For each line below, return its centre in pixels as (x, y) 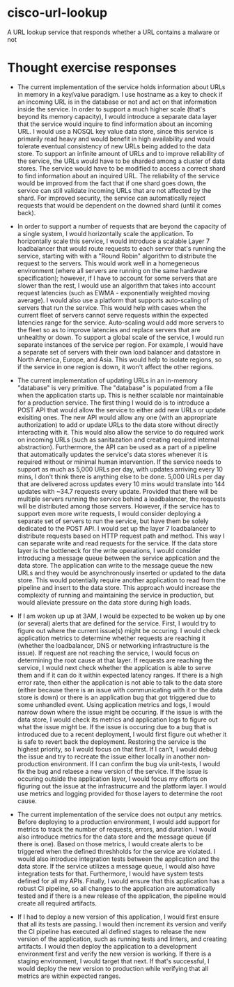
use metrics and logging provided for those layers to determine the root (120, 793)
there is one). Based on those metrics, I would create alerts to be (110, 844)
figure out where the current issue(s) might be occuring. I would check (119, 630)
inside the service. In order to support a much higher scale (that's (111, 109)
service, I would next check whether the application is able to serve (114, 667)
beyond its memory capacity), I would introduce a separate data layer (117, 116)
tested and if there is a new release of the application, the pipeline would (122, 896)
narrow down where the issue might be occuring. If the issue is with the (120, 712)
